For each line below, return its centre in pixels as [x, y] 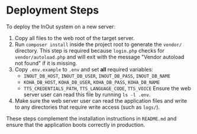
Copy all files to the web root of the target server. [75, 38]
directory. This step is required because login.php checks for [89, 50]
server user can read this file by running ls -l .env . [87, 94]
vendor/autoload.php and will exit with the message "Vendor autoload [99, 57]
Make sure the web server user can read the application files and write [101, 100]
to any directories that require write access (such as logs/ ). [87, 107]
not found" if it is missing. [46, 63]
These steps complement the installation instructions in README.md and [91, 118]
